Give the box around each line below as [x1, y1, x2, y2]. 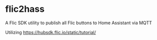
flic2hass [5, 3, 45, 15]
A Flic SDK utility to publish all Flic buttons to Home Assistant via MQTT [5, 20, 152, 26]
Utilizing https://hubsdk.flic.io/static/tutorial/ [5, 29, 96, 35]
